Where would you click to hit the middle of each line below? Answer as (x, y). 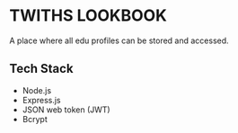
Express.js (41, 100)
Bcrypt (35, 119)
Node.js (37, 90)
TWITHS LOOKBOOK (88, 16)
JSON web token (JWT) (66, 110)
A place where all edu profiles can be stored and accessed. (119, 40)
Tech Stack (41, 69)
